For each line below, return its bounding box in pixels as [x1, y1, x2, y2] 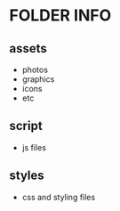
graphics [21, 74, 55, 85]
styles [9, 168, 44, 183]
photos [21, 64, 49, 75]
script [9, 118, 43, 134]
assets [9, 41, 47, 56]
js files [21, 142, 47, 152]
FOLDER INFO [9, 5, 112, 26]
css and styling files [21, 191, 96, 202]
